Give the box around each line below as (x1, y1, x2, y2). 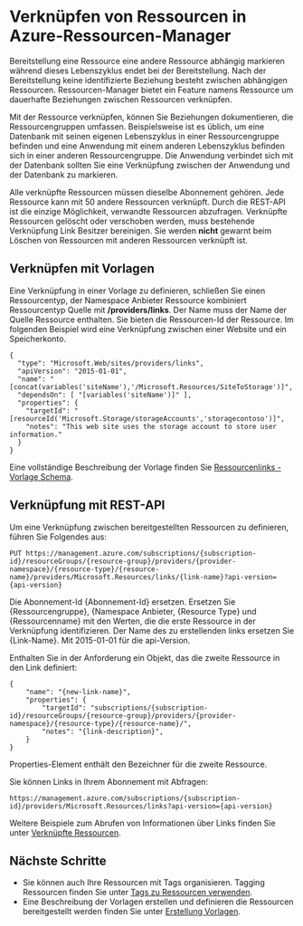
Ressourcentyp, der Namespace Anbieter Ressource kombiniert (9, 294, 247, 305)
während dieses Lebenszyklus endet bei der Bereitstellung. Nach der (9, 65, 267, 76)
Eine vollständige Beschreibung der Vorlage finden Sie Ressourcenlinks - (9, 462, 282, 473)
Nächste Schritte (9, 853, 107, 868)
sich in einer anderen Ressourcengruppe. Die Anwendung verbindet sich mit (9, 149, 294, 160)
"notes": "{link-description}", (42, 727, 165, 736)
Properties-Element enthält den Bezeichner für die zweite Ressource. (9, 759, 268, 769)
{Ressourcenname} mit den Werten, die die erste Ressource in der (9, 616, 256, 626)
